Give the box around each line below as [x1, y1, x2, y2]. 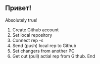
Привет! [5, 4, 32, 12]
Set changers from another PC [12, 48, 75, 54]
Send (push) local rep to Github [12, 42, 77, 49]
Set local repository [12, 32, 52, 38]
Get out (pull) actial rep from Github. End [12, 53, 96, 59]
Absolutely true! [5, 17, 38, 23]
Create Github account [12, 27, 59, 33]
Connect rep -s [12, 37, 44, 43]
